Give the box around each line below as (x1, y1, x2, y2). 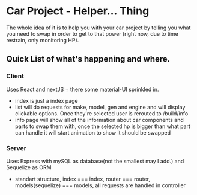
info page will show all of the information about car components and (14, 116, 184, 123)
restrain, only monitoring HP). (6, 36, 79, 44)
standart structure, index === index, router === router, (14, 175, 151, 182)
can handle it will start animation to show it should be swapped (14, 129, 171, 136)
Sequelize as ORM (6, 163, 52, 171)
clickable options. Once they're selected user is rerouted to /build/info (14, 109, 189, 117)
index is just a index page (14, 97, 78, 104)
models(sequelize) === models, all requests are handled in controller (14, 181, 186, 189)
